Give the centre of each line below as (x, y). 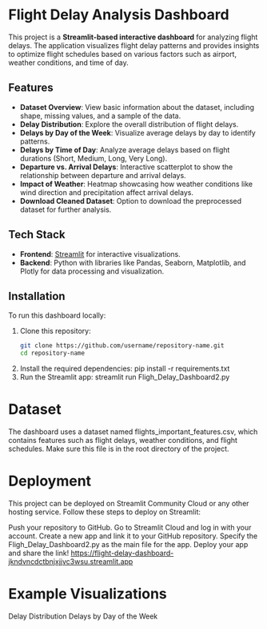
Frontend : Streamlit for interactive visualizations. (100, 254)
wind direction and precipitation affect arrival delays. (107, 192)
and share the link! (39, 553)
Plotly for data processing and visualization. (92, 271)
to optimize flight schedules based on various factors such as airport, (123, 54)
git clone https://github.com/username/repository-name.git (122, 346)
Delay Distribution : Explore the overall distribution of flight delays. (129, 124)
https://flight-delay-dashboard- (122, 553)
